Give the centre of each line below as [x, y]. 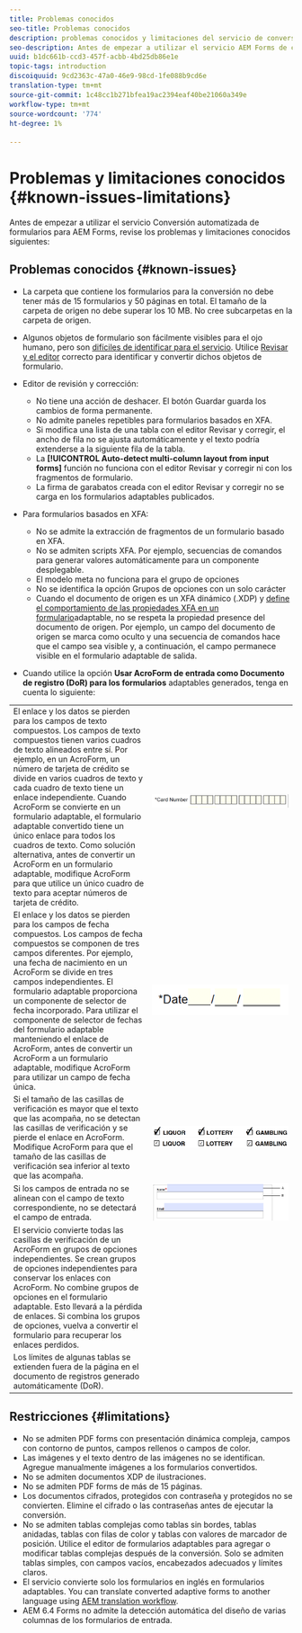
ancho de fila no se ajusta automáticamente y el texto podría [148, 439]
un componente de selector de [70, 1000]
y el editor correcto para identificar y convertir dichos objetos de [142, 356]
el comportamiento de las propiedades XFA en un [127, 608]
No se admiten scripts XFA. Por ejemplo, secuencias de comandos [159, 550]
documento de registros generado [76, 1377]
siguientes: [30, 242]
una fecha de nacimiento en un [70, 962]
